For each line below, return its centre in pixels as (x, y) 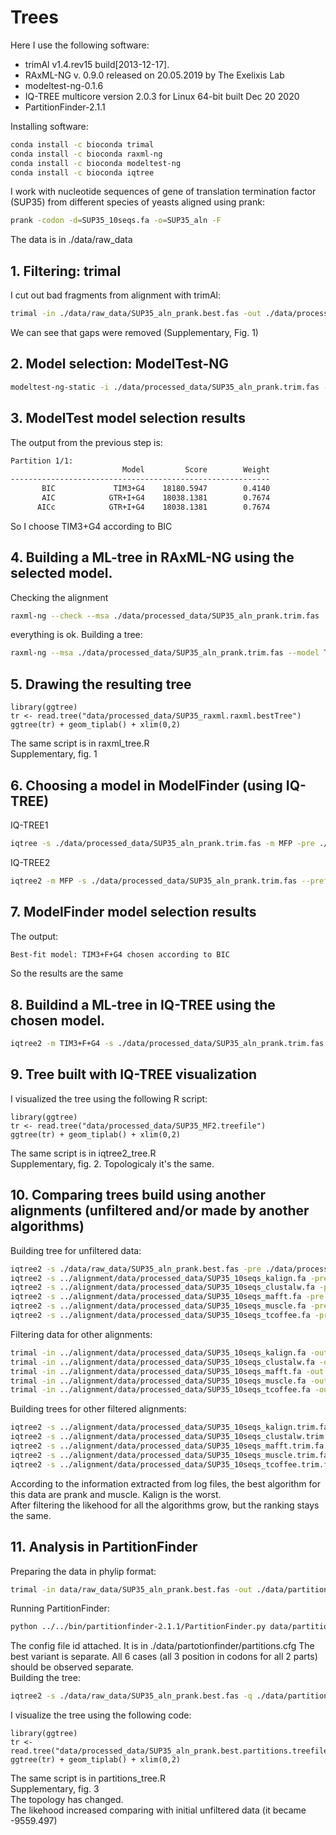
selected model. (61, 573)
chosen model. (58, 1020)
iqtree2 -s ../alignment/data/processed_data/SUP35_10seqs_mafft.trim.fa (167, 1446)
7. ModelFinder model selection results (133, 912)
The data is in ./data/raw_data (71, 240)
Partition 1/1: (42, 461)
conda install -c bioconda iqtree (82, 172)
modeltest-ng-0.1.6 (64, 85)
